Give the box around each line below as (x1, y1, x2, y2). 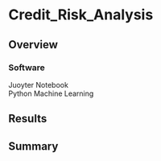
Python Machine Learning (8, 89, 94, 98)
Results (8, 112, 47, 126)
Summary (8, 139, 59, 153)
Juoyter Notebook (8, 80, 68, 89)
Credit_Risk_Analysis (8, 6, 154, 24)
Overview (8, 38, 59, 52)
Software (8, 62, 46, 73)
